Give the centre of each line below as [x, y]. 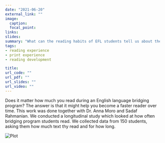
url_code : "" [18, 73]
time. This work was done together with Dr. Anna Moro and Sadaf [71, 111]
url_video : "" [20, 86]
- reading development [28, 60]
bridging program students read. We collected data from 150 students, [76, 121]
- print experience [25, 55]
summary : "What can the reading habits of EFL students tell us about [79, 41]
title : [12, 68]
